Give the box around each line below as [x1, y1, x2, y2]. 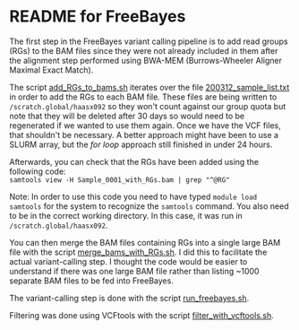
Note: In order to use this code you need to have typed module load [9, 191, 258, 202]
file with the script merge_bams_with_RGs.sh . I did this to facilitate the [9, 247, 268, 257]
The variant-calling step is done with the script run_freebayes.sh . [9, 292, 250, 303]
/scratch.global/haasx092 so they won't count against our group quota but [9, 100, 286, 111]
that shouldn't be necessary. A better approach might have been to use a [9, 129, 279, 140]
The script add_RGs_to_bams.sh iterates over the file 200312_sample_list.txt [9, 82, 290, 92]
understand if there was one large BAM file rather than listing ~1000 [9, 265, 260, 276]
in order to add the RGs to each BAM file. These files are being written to [9, 91, 278, 102]
